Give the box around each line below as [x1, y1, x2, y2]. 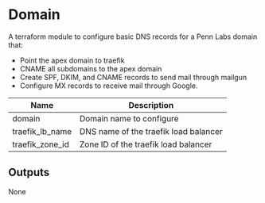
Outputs [8, 166, 50, 179]
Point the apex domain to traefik [19, 56, 125, 65]
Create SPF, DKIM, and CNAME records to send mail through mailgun [19, 72, 247, 82]
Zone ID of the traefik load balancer [79, 139, 212, 150]
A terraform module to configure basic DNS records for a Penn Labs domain [8, 32, 258, 41]
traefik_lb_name [12, 125, 72, 136]
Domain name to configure [79, 113, 179, 124]
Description [128, 99, 174, 110]
